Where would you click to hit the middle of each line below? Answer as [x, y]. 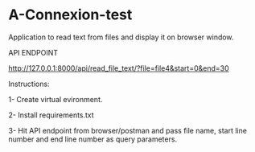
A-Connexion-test [70, 15]
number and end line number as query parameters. [93, 139]
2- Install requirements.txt [51, 115]
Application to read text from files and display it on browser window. [121, 37]
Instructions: [29, 84]
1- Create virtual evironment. [56, 99]
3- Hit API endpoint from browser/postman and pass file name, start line [128, 130]
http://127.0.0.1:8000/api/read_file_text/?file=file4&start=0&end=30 [119, 68]
